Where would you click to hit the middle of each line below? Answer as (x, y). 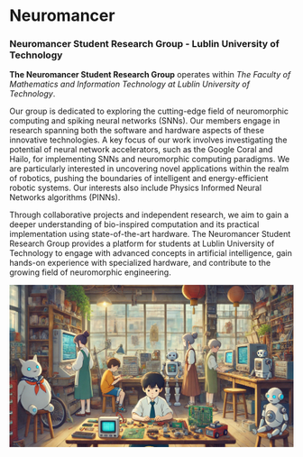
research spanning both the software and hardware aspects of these (137, 131)
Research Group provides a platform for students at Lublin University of (142, 243)
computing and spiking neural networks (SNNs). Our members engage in (145, 121)
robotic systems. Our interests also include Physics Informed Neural (136, 188)
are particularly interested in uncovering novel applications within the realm (149, 169)
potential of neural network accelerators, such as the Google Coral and (141, 150)
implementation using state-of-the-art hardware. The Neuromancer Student (150, 234)
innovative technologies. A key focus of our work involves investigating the (148, 140)
